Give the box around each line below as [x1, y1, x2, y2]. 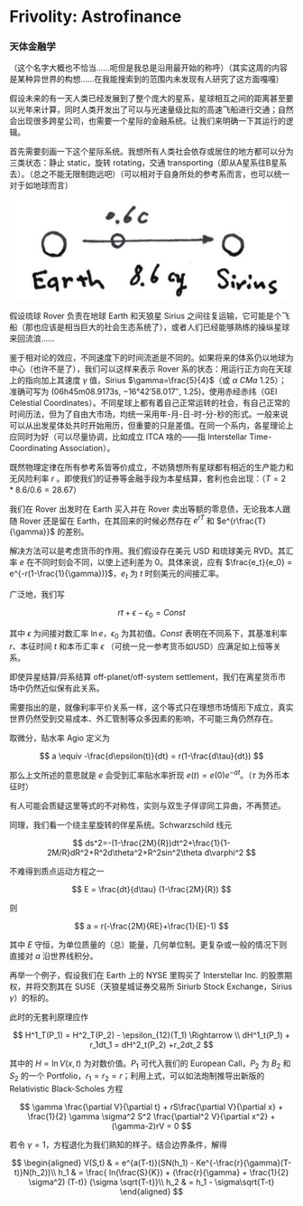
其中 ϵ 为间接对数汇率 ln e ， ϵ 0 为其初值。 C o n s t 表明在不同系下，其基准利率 [9, 628, 288, 641]
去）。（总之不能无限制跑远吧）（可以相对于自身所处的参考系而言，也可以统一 [9, 169, 290, 180]
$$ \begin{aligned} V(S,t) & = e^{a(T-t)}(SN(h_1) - [11, 1157, 195, 1168]
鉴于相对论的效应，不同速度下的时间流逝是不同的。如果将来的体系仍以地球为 [9, 352, 294, 363]
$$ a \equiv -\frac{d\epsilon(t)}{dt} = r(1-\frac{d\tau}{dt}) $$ [39, 750, 264, 761]
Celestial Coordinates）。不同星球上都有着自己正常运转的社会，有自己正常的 [9, 397, 290, 408]
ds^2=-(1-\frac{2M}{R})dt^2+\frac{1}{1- [84, 837, 231, 848]
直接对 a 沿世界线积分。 [9, 950, 98, 961]
